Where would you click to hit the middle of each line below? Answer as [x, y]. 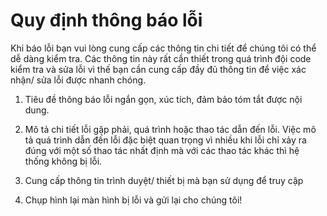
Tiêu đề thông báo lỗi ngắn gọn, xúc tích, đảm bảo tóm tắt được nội [163, 99]
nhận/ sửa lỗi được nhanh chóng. [78, 80]
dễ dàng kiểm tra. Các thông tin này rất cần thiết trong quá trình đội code [161, 58]
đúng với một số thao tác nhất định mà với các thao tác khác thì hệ [162, 150]
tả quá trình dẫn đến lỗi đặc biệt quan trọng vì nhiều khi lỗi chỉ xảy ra [165, 140]
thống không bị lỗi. [63, 161]
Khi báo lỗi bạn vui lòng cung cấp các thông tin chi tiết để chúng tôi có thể [163, 48]
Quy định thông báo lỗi [106, 20]
